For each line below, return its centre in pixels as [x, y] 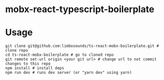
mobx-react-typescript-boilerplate [80, 9]
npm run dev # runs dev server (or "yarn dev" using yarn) [69, 73]
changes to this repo [28, 64]
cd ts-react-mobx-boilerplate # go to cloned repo [60, 55]
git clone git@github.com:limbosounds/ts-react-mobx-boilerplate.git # [82, 46]
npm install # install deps [35, 68]
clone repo [17, 51]
